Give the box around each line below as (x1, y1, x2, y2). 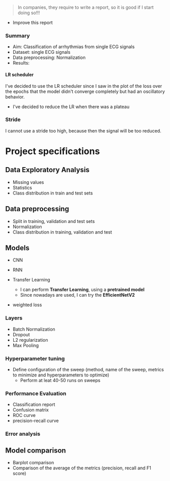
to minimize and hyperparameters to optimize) (12, 372, 110, 378)
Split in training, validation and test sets (12, 218, 95, 224)
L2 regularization (12, 337, 48, 343)
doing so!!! (17, 10, 40, 16)
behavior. (5, 93, 25, 100)
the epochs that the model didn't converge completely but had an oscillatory (5, 88, 165, 94)
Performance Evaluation (5, 390, 66, 397)
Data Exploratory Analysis (5, 166, 90, 174)
